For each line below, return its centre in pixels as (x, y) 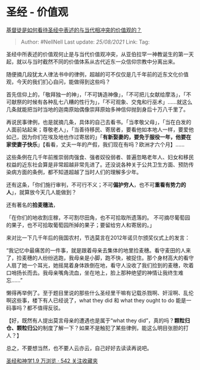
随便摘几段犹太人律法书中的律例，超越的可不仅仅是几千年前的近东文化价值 (97, 74)
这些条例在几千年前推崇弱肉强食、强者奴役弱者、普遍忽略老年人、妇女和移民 (100, 157)
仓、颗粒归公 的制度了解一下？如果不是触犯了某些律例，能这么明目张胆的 (95, 328)
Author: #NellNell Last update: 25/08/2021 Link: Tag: (85, 42)
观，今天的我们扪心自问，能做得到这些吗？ (58, 82)
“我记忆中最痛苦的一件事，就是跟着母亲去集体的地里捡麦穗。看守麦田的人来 (99, 250)
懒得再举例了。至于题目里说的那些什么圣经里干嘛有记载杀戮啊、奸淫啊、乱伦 (100, 292)
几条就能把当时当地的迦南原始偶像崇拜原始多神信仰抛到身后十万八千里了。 (97, 109)
